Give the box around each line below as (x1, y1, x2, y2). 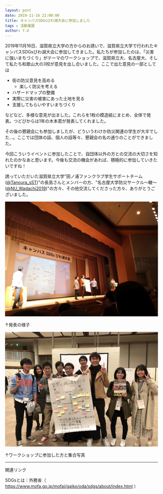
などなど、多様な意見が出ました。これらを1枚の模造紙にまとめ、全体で (5, 112, 147, 118)
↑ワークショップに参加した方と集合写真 (5, 452, 85, 458)
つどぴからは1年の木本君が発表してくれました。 (13, 118, 109, 124)
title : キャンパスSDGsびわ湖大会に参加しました (5, 18, 91, 23)
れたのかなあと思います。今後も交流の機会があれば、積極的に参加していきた (5, 157, 158, 163)
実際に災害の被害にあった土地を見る (12, 96, 85, 102)
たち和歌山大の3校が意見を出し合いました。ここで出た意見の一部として (13, 61, 157, 67)
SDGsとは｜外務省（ (5, 477, 46, 483)
